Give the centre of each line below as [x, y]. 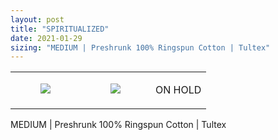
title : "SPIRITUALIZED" [60, 29]
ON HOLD [178, 90]
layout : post [37, 19]
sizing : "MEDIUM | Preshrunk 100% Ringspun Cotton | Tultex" [140, 47]
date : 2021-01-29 [46, 38]
